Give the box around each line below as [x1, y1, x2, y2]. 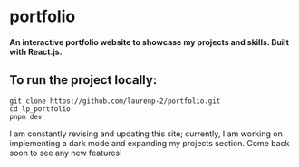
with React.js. [9, 46, 63, 57]
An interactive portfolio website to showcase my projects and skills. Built [9, 36, 290, 47]
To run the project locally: [9, 72, 158, 88]
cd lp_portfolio [9, 104, 71, 114]
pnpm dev [9, 112, 43, 121]
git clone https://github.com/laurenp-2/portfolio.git [9, 97, 221, 106]
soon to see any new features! [9, 147, 122, 158]
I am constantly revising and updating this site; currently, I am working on [9, 128, 283, 139]
